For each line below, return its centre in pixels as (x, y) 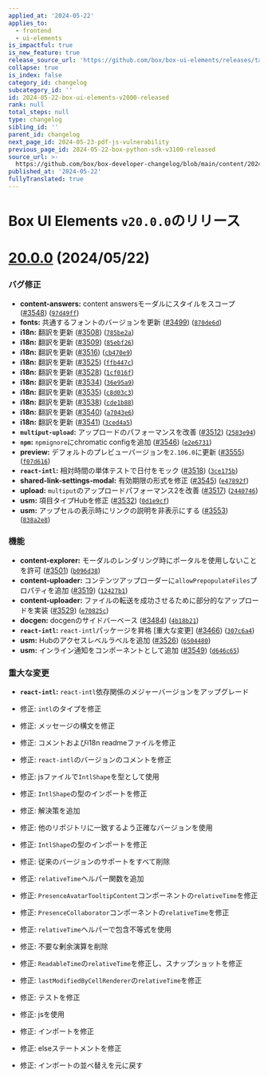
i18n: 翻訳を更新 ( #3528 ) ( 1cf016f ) (77, 372)
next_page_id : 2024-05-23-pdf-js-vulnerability (89, 142)
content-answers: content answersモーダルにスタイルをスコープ (127, 304)
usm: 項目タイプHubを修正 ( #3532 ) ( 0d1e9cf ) (95, 500)
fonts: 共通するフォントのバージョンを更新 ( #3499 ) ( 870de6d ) (120, 322)
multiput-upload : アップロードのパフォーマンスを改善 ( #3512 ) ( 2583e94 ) (138, 431)
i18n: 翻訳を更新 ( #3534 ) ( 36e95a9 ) (77, 382)
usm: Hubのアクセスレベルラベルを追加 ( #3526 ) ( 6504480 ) (115, 640)
